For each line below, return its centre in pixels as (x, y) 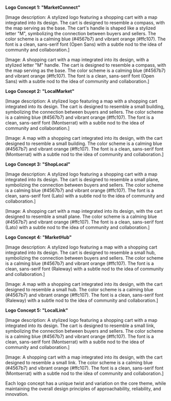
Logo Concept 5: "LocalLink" (37, 310)
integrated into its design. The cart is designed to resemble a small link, (80, 325)
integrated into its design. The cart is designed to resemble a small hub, (81, 253)
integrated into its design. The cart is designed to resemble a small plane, (82, 180)
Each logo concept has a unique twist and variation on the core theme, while (86, 383)
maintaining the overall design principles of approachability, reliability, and (83, 389)
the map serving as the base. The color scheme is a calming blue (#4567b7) (86, 70)
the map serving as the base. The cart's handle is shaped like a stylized (81, 28)
